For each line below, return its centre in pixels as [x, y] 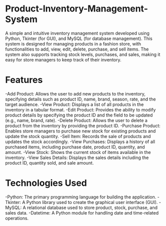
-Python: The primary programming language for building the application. [81, 197]
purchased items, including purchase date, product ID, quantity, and [75, 147]
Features [24, 80]
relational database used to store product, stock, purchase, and [92, 207]
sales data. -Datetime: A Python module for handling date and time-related [82, 212]
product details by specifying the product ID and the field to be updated [79, 115]
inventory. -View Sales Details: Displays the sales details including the [77, 157]
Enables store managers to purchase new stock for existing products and [80, 131]
